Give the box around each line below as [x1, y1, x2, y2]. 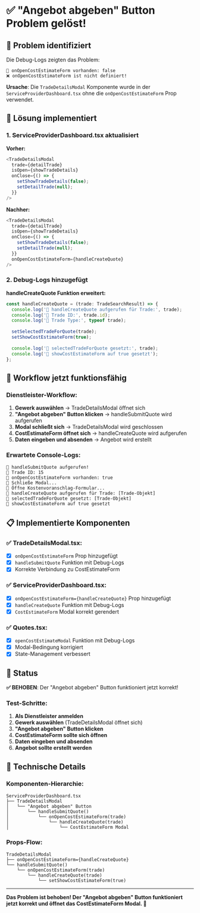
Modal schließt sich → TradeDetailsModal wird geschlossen [14, 423, 164, 431]
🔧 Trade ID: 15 [6, 469, 44, 476]
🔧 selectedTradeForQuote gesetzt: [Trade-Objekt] [6, 496, 132, 502]
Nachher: [6, 206, 30, 213]
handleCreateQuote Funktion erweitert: [6, 289, 106, 296]
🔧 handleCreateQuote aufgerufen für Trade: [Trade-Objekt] [6, 490, 156, 497]
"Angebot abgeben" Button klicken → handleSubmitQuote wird [14, 411, 172, 418]
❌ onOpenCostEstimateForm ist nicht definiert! [6, 73, 127, 79]
